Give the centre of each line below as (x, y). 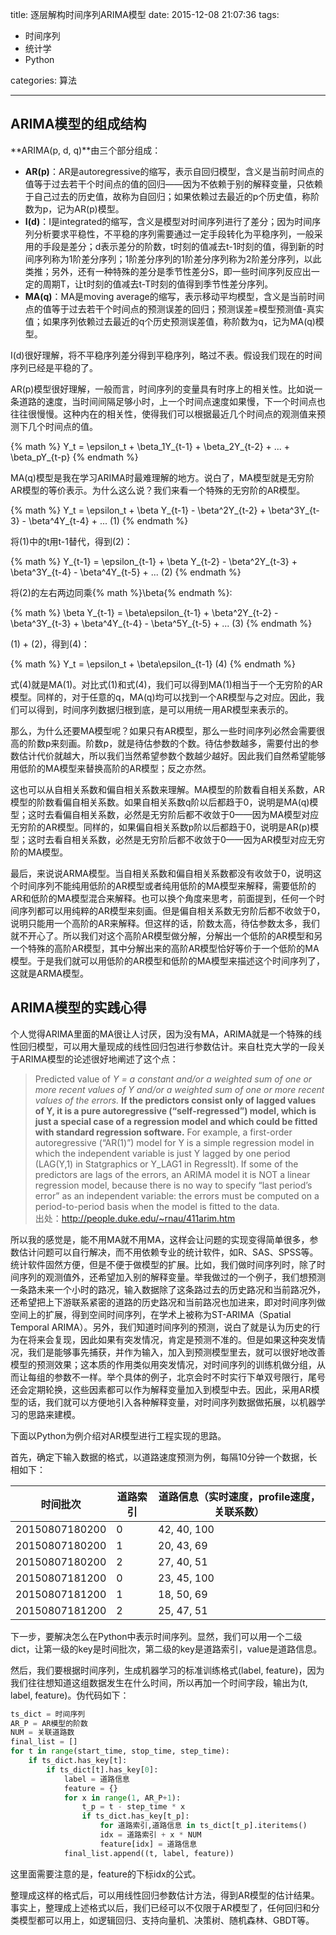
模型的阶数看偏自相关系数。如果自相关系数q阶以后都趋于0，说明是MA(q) (160, 802)
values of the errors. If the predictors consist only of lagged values (175, 1100)
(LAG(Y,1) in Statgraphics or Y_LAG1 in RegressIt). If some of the (166, 1164)
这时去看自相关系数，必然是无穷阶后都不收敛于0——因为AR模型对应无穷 (176, 839)
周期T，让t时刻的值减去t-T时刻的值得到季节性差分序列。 (158, 284)
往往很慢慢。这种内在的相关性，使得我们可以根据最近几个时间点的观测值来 (163, 414)
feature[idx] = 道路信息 (148, 1844)
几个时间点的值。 (62, 426)
